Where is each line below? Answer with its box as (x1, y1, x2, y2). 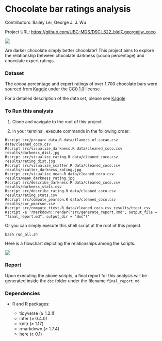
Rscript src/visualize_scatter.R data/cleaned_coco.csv (5, 163, 120, 168)
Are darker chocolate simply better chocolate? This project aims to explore (5, 47, 154, 53)
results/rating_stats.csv (5, 193, 57, 198)
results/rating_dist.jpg (5, 159, 55, 164)
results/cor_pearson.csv (5, 201, 55, 206)
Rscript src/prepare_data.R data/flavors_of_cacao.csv (5, 137, 118, 142)
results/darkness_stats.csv (5, 184, 62, 189)
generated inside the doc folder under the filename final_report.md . (5, 278, 141, 284)
